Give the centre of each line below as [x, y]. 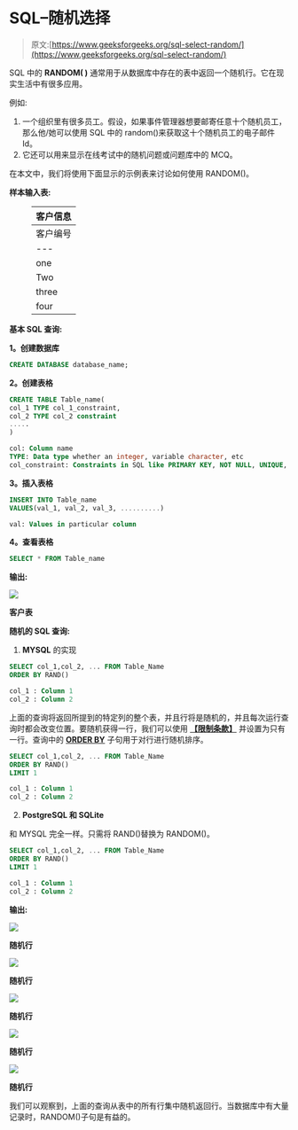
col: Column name [41, 448]
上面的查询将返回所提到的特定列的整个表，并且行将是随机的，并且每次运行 [145, 717]
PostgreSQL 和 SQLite [63, 815]
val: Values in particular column [73, 524]
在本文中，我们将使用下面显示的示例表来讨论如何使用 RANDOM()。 [132, 173]
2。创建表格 [31, 383]
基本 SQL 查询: [36, 329]
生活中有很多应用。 [51, 83]
